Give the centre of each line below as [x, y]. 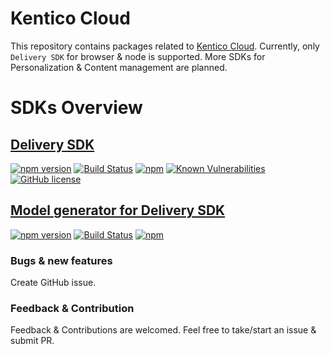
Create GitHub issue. [53, 283]
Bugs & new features [61, 260]
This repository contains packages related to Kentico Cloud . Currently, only [165, 46]
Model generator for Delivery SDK [118, 210]
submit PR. [32, 341]
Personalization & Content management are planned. [119, 67]
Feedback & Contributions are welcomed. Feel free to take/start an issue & [163, 330]
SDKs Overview [76, 108]
